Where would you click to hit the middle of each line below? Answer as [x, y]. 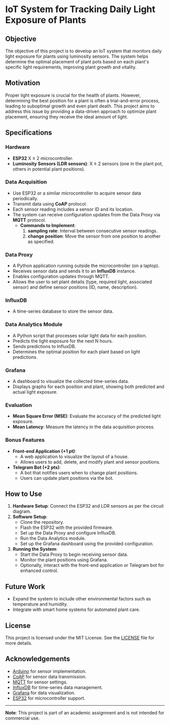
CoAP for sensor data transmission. [50, 676]
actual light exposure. [35, 392]
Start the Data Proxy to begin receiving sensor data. [74, 555]
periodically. [25, 198]
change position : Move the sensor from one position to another [94, 236]
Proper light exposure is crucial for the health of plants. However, [73, 95]
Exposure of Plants [46, 20]
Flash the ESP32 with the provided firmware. [67, 527]
